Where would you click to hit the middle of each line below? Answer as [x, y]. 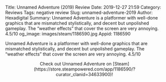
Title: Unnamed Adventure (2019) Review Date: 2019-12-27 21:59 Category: [83, 7]
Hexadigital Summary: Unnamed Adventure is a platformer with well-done [82, 18]
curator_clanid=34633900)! [85, 74]
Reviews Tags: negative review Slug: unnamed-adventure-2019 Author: [79, 12]
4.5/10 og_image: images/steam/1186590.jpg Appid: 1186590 [68, 34]
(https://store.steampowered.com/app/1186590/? [85, 69]
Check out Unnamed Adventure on [76, 64]
